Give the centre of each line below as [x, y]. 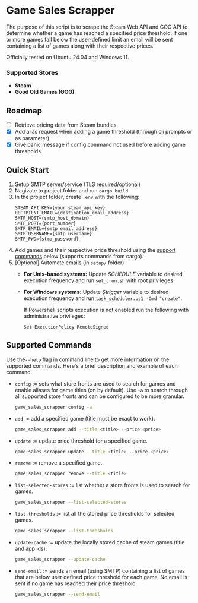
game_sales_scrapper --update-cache [60, 560]
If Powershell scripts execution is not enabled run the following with [106, 310]
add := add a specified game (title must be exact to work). [85, 418]
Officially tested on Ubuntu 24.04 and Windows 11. [68, 57]
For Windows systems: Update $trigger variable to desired [96, 292]
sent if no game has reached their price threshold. [76, 583]
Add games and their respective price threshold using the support [95, 250]
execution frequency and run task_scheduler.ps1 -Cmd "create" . [103, 298]
